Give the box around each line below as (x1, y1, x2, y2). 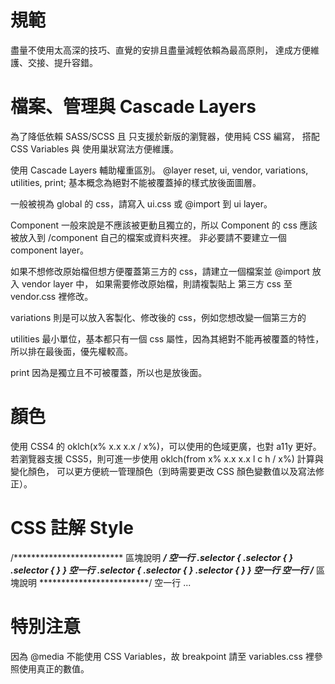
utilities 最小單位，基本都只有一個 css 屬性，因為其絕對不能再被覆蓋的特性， (10, 332, 325, 345)
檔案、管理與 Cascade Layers (10, 96, 257, 118)
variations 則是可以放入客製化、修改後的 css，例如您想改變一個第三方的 (10, 311, 307, 323)
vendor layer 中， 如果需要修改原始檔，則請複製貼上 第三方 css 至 (21, 277, 293, 290)
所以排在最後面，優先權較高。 (10, 345, 133, 357)
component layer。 (10, 244, 89, 256)
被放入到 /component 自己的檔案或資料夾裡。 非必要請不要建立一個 (10, 231, 287, 243)
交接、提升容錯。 (27, 56, 98, 68)
